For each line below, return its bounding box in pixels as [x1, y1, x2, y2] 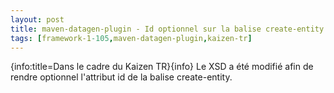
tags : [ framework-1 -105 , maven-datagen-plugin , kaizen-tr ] [10, 33, 253, 43]
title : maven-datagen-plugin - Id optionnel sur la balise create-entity [10, 24, 325, 34]
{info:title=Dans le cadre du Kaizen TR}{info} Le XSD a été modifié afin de [10, 61, 314, 73]
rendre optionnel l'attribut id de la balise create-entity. [10, 71, 233, 83]
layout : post [10, 14, 65, 25]
